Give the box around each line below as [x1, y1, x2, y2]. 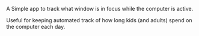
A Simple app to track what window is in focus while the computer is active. [6, 5, 194, 12]
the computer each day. [6, 23, 66, 30]
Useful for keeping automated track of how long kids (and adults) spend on [6, 17, 192, 23]
